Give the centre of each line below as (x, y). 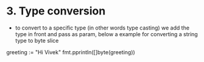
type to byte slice (37, 40)
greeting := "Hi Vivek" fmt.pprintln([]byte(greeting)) (71, 52)
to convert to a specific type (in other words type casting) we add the (102, 28)
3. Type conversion (56, 11)
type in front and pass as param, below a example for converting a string (106, 34)
